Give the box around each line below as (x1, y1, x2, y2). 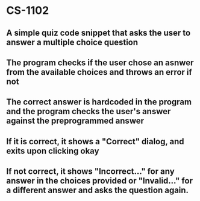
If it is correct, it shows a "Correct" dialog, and (6, 136, 185, 147)
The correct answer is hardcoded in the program (6, 97, 192, 107)
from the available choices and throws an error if (6, 67, 193, 77)
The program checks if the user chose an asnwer (6, 57, 194, 68)
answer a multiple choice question (6, 37, 139, 47)
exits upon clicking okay (6, 145, 99, 156)
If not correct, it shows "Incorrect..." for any (6, 167, 175, 177)
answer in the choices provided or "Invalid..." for (6, 176, 193, 186)
